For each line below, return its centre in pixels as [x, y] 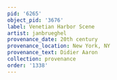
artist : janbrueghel [37, 33]
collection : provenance [42, 59]
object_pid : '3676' [36, 20]
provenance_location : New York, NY [59, 46]
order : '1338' [28, 65]
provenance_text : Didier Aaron [53, 53]
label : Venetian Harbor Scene [51, 26]
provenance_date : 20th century [53, 40]
